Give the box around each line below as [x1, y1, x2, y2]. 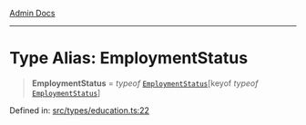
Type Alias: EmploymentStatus [9, 48, 249, 69]
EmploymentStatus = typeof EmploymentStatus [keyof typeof [31, 77, 259, 89]
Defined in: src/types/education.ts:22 [9, 104, 150, 116]
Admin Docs [9, 8, 56, 18]
